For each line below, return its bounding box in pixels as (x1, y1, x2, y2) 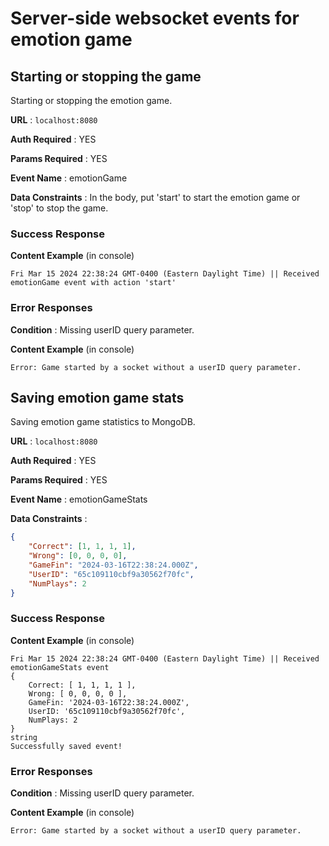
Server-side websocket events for (10, 7, 300, 30)
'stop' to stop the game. (10, 202, 109, 214)
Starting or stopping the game (10, 68, 202, 85)
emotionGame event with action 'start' (10, 278, 177, 288)
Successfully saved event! (10, 741, 123, 751)
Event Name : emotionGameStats (10, 493, 148, 506)
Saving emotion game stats (10, 389, 185, 406)
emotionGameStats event (10, 662, 110, 672)
